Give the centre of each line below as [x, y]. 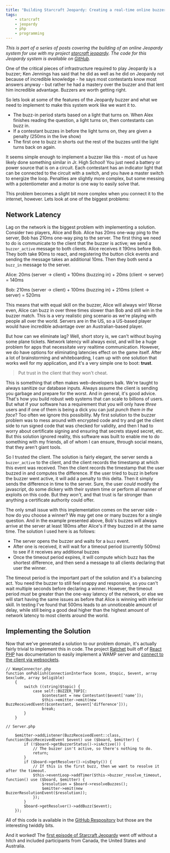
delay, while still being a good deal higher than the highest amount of [77, 610]
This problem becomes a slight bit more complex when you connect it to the [85, 194]
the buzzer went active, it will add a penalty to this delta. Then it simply [79, 478]
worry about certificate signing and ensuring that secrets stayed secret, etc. [85, 431]
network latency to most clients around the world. [57, 615]
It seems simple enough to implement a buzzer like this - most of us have [82, 157]
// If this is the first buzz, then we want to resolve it [96, 766]
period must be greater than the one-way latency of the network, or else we [84, 594]
